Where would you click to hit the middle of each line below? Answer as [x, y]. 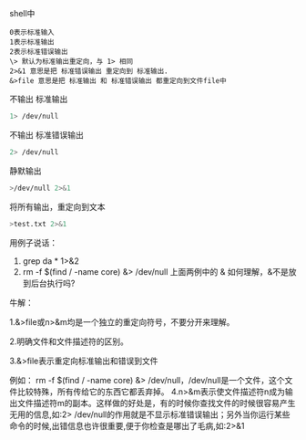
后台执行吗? [53, 283]
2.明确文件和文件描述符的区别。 [69, 341]
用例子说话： [33, 242]
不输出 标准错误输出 [46, 134]
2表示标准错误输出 [39, 52]
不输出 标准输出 [39, 99]
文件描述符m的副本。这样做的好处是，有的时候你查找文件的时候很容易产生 [156, 403]
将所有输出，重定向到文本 [57, 206]
